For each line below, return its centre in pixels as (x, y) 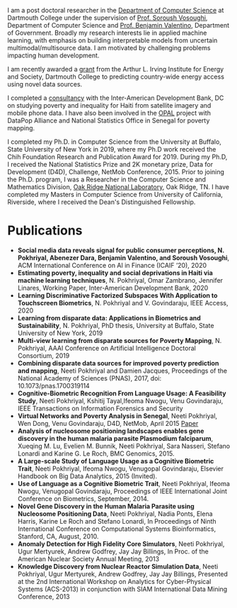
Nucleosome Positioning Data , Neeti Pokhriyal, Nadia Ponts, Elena (115, 514)
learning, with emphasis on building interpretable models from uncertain (112, 40)
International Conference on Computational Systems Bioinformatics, (117, 529)
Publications (45, 231)
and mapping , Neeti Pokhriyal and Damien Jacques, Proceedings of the (122, 371)
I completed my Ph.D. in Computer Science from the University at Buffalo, (114, 142)
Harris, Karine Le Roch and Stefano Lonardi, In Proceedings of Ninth (117, 521)
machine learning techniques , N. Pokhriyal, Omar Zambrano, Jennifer (120, 280)
